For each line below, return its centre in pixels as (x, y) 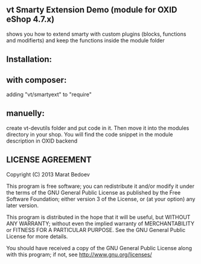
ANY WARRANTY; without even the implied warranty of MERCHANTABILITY (101, 224)
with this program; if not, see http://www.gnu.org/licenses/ (79, 254)
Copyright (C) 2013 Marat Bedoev (48, 174)
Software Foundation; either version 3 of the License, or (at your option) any (101, 199)
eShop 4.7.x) (30, 20)
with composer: (37, 80)
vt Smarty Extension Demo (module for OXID (92, 10)
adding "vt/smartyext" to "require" (49, 95)
